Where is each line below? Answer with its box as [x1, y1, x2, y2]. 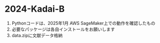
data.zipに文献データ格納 [11, 32, 63, 38]
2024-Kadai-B [4, 3, 65, 15]
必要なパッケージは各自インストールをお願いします [11, 26, 115, 32]
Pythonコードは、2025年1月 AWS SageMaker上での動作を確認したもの [11, 20, 156, 26]
